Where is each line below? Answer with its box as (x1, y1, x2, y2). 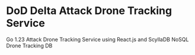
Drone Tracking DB (6, 42, 53, 49)
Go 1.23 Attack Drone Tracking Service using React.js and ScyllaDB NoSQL (6, 36, 189, 43)
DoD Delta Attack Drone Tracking (6, 4, 172, 18)
